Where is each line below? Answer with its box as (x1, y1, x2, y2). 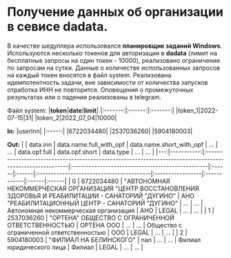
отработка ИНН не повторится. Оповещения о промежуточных (7, 86, 194, 94)
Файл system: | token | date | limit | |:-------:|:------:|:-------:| (7, 106, 174, 115)
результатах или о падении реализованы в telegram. (7, 92, 162, 101)
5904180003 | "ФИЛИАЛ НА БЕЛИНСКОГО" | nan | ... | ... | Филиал (7, 235, 201, 244)
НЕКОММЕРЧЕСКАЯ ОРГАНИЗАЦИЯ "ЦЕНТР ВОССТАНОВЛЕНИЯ (7, 184, 199, 192)
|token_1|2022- (175, 106, 219, 115)
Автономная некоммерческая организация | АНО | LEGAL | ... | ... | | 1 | (7, 206, 215, 215)
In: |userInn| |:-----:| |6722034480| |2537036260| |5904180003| (7, 127, 193, 135)
